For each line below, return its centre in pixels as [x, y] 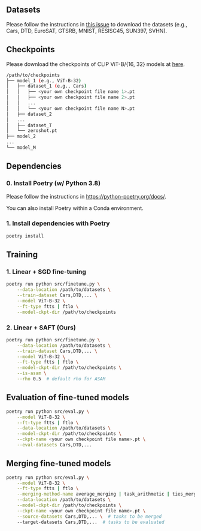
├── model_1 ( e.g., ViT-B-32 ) [44, 80]
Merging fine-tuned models [59, 463]
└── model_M [21, 148]
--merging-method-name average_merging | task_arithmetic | [93, 494]
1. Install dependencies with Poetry [58, 223]
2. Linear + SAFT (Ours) [41, 328]
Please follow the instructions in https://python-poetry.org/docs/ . [86, 196]
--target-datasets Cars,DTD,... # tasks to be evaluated [91, 522]
